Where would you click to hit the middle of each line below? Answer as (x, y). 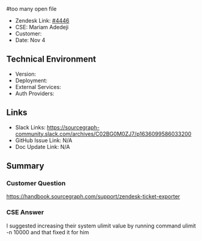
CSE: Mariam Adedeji (42, 27)
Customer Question (36, 183)
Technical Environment (51, 59)
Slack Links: (30, 127)
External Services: (38, 87)
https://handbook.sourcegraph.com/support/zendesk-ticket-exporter (93, 196)
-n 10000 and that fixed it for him (48, 232)
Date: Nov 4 (30, 40)
